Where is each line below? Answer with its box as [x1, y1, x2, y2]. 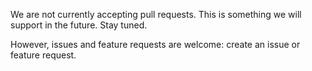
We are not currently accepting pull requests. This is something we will [10, 9, 302, 20]
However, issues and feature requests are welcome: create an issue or [10, 39, 301, 50]
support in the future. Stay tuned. [10, 19, 148, 31]
